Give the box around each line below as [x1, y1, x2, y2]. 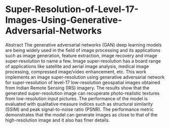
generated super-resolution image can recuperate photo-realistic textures [5, 90, 160, 96]
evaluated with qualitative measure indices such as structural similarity [5, 101, 153, 107]
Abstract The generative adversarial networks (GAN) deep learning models [5, 41, 162, 48]
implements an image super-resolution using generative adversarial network [5, 74, 165, 80]
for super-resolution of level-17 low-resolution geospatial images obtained [5, 79, 160, 86]
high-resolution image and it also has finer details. [5, 117, 110, 123]
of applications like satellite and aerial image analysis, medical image [5, 63, 149, 69]
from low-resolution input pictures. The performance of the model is [5, 95, 148, 102]
